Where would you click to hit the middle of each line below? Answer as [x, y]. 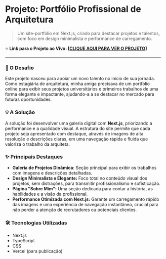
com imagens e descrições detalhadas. [52, 173]
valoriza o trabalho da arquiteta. [38, 144]
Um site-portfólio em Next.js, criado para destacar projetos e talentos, [88, 33]
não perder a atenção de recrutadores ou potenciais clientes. [74, 210]
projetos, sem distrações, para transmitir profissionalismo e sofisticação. [86, 183]
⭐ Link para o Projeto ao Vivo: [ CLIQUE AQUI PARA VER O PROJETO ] [76, 48]
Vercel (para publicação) [37, 251]
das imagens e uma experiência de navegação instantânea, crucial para [85, 204]
